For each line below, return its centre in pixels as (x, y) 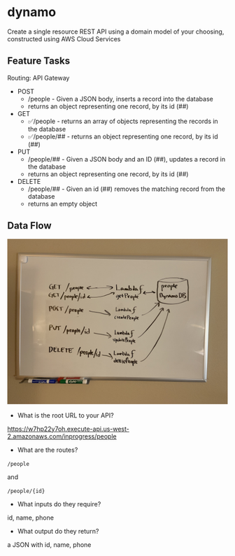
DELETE (29, 181)
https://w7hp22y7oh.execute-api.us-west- (68, 429)
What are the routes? (48, 450)
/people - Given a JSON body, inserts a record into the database (120, 99)
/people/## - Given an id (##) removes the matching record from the (127, 189)
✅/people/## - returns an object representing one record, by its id (123, 136)
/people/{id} (26, 491)
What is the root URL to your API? (65, 415)
